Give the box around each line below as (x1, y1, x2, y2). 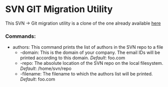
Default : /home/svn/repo (20, 65, 72, 71)
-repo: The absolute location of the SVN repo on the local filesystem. (20, 60, 163, 66)
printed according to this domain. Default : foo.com (20, 55, 125, 61)
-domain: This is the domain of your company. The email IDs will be (20, 49, 160, 56)
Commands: (5, 33, 36, 40)
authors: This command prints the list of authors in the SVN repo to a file (12, 44, 163, 50)
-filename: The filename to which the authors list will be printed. (20, 71, 153, 77)
